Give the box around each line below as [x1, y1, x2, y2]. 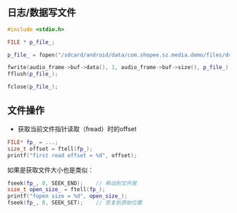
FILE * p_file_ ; [7, 38, 55, 46]
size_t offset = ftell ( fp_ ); [7, 145, 93, 152]
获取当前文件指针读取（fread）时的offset [17, 124, 137, 133]
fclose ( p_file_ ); [7, 83, 59, 90]
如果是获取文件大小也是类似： [7, 165, 94, 174]
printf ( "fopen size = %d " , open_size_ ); [7, 193, 128, 200]
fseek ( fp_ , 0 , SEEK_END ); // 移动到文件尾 [7, 179, 138, 187]
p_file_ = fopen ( [7, 51, 59, 59]
